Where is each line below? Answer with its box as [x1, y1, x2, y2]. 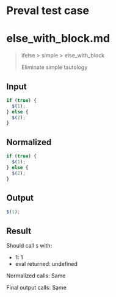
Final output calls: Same [6, 284, 67, 291]
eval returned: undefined [15, 260, 78, 267]
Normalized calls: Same [6, 272, 66, 279]
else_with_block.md [6, 32, 111, 46]
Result [6, 226, 32, 236]
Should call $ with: [6, 242, 53, 249]
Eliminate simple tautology [21, 63, 88, 71]
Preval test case [6, 4, 90, 18]
